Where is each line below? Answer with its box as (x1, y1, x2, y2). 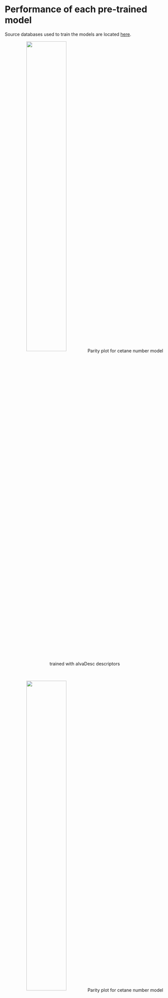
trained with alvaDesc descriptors (49, 660, 120, 667)
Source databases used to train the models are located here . (5, 31, 131, 37)
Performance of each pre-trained (5, 4, 148, 15)
